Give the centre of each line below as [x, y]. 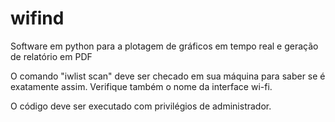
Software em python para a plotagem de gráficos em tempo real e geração [164, 46]
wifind [37, 18]
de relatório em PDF [51, 56]
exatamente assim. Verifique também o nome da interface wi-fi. [141, 86]
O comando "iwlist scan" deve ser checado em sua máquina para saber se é [168, 76]
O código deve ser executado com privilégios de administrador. [141, 106]
